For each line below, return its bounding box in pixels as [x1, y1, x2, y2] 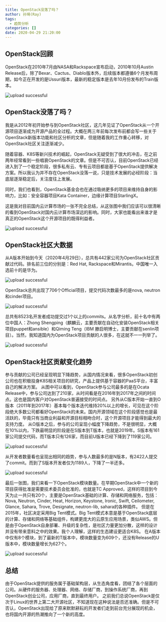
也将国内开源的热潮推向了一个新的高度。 [5, 612, 87, 618]
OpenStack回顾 [5, 50, 53, 58]
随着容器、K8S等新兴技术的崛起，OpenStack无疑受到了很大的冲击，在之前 [5, 151, 157, 157]
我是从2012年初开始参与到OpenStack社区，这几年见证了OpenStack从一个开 [5, 122, 160, 128]
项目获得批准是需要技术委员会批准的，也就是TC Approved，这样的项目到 [5, 486, 154, 492]
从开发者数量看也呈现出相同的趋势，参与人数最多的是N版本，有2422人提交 [5, 454, 158, 460]
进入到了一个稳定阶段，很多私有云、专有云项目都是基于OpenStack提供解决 [5, 163, 158, 169]
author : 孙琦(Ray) [5, 12, 41, 17]
